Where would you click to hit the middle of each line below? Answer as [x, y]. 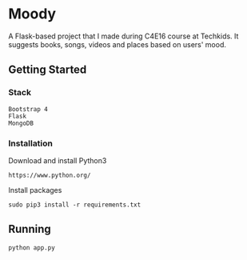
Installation [31, 143]
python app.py [32, 248]
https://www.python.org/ [50, 175]
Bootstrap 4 [28, 109]
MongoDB [21, 123]
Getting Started [48, 70]
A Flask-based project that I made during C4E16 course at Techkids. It [124, 36]
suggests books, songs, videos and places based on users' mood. [117, 44]
